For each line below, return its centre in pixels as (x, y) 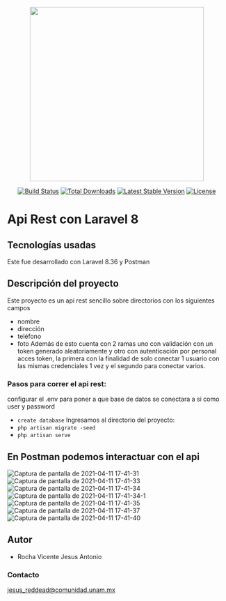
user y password (31, 406)
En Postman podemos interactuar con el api (104, 457)
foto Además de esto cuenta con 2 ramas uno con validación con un (115, 343)
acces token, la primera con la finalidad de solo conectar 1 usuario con (118, 358)
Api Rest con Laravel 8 (73, 219)
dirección (31, 328)
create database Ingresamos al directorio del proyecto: (96, 420)
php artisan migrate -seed (56, 428)
